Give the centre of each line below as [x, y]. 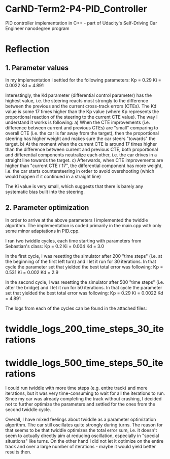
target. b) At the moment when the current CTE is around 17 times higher [81, 144]
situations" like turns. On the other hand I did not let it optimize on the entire [84, 441]
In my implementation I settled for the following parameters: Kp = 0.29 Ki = [83, 80]
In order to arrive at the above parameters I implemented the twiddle [77, 220]
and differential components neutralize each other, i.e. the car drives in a [81, 155]
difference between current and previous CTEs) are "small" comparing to [82, 127]
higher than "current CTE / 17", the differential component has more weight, [84, 166]
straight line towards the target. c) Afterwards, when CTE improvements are [84, 160]
